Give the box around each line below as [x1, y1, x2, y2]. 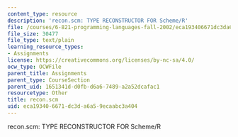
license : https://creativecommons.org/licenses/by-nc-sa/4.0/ [7, 57, 195, 64]
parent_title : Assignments [7, 70, 87, 77]
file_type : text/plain [7, 37, 74, 44]
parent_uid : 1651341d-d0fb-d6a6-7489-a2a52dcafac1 [7, 83, 160, 90]
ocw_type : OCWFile [7, 63, 62, 70]
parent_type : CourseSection [7, 76, 91, 84]
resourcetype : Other [7, 89, 69, 97]
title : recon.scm [7, 97, 59, 104]
